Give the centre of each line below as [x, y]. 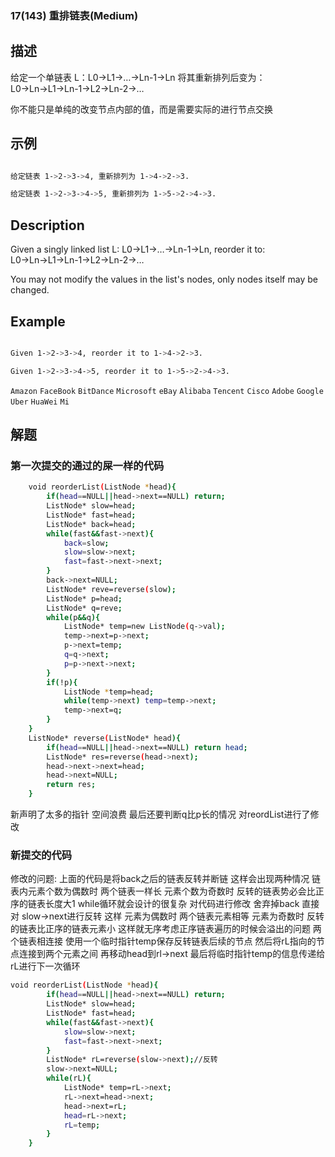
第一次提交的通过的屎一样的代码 [87, 465]
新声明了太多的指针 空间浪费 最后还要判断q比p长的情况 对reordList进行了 [160, 814]
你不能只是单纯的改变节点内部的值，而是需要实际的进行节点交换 [141, 109]
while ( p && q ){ [73, 617]
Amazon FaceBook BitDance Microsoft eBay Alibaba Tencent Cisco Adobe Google [167, 391]
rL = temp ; [82, 1125]
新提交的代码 [41, 855]
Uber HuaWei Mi [40, 402]
